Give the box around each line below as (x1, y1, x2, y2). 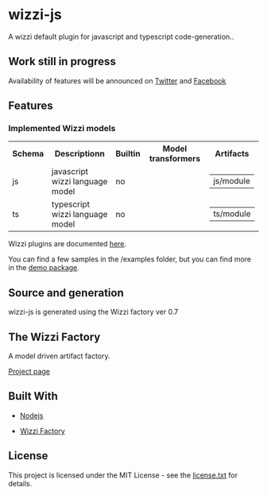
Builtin (115, 149, 141, 160)
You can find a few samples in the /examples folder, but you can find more (8, 254, 252, 264)
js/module (213, 176, 250, 187)
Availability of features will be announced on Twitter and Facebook (8, 75, 226, 85)
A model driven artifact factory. (8, 351, 110, 361)
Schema (12, 149, 44, 160)
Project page (8, 367, 50, 377)
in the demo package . (8, 263, 79, 273)
